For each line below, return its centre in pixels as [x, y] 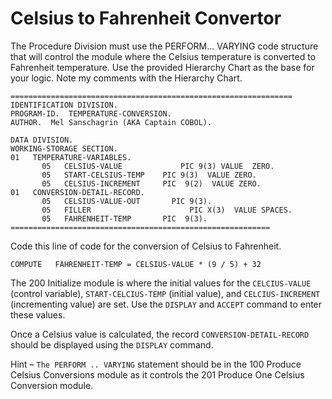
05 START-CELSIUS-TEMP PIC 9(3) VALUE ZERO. [149, 175]
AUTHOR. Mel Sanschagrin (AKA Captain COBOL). [111, 122]
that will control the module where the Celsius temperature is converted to [163, 56]
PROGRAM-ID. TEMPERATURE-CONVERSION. [91, 113]
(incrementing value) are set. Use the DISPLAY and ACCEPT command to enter [166, 304]
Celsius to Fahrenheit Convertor [146, 18]
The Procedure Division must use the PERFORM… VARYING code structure [164, 46]
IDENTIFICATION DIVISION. [64, 105]
